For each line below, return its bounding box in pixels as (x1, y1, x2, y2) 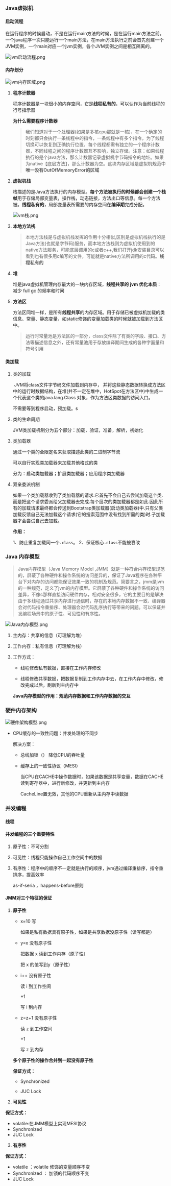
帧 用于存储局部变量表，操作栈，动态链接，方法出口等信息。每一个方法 (12, 195, 161, 201)
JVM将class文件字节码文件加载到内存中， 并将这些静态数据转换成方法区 (14, 381, 166, 388)
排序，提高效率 (12, 872, 44, 878)
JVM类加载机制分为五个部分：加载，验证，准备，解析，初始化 (12, 427, 144, 433)
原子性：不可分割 (12, 843, 49, 850)
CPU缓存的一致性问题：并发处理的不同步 (12, 730, 99, 736)
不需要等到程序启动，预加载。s (12, 405, 78, 412)
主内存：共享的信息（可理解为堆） (12, 632, 85, 638)
